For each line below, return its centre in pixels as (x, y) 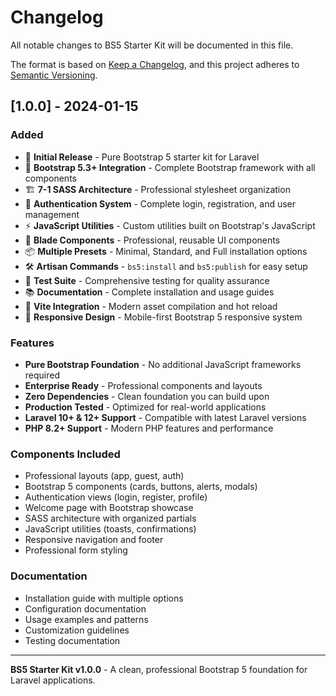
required (42, 375)
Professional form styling (76, 550)
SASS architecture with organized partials (110, 518)
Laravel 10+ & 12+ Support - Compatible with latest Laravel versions (165, 417)
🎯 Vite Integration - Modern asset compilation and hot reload (151, 306)
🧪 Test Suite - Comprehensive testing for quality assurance (147, 280)
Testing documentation (72, 640)
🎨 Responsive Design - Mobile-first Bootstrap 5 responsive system (163, 317)
